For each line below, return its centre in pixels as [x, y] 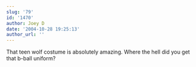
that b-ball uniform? [31, 58]
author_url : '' [25, 35]
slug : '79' [20, 12]
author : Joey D [25, 23]
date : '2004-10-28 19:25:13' [43, 29]
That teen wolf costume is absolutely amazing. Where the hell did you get [98, 52]
